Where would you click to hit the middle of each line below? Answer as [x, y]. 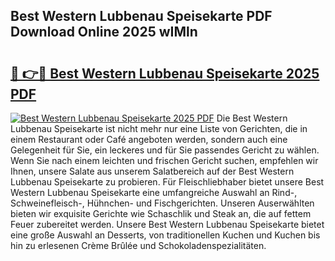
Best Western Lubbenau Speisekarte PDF [141, 16]
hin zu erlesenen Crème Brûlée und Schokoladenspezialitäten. [138, 245]
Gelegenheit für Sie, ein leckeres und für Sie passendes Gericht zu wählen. [165, 150]
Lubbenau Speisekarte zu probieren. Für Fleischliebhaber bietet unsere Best [167, 182]
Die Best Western [252, 118]
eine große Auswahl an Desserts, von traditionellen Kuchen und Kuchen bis [165, 235]
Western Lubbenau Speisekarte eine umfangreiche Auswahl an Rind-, [154, 192]
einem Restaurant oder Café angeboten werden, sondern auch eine [149, 139]
